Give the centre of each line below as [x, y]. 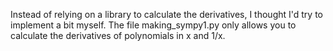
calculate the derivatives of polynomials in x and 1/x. [118, 35]
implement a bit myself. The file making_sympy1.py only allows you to [153, 25]
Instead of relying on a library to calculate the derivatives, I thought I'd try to [167, 14]
